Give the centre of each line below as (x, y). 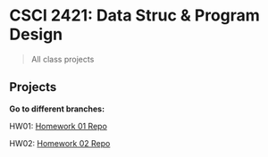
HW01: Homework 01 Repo (58, 126)
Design (36, 34)
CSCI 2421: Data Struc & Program (135, 16)
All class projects (63, 59)
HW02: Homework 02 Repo (60, 143)
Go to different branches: (57, 109)
